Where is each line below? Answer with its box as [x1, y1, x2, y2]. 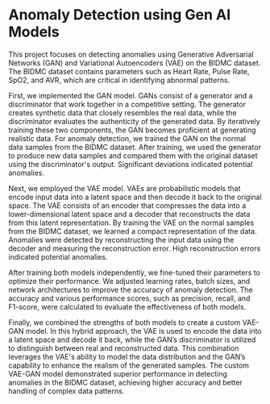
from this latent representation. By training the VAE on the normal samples [8, 218, 255, 227]
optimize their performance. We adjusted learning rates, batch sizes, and [8, 276, 251, 285]
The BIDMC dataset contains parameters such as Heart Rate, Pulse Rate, [8, 66, 250, 76]
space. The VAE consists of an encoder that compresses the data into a [8, 200, 247, 210]
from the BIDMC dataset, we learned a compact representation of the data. [8, 226, 257, 235]
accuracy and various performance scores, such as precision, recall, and [8, 293, 251, 303]
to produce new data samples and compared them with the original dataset [8, 151, 258, 160]
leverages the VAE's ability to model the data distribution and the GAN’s [8, 352, 246, 361]
